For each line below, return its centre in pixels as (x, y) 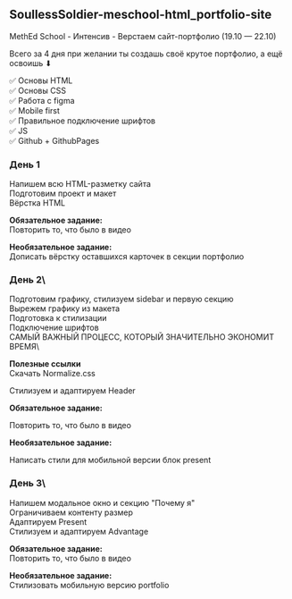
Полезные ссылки (45, 364)
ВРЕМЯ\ (25, 347)
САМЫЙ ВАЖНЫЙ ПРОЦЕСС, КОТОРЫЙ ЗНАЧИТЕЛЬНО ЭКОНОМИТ (142, 337)
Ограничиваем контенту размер (71, 512)
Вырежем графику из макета (65, 308)
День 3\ (28, 484)
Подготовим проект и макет (63, 194)
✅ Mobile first (35, 110)
